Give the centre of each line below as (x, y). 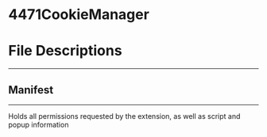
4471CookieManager (79, 15)
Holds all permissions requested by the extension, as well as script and (124, 116)
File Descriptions (65, 51)
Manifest (31, 90)
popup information (39, 124)
